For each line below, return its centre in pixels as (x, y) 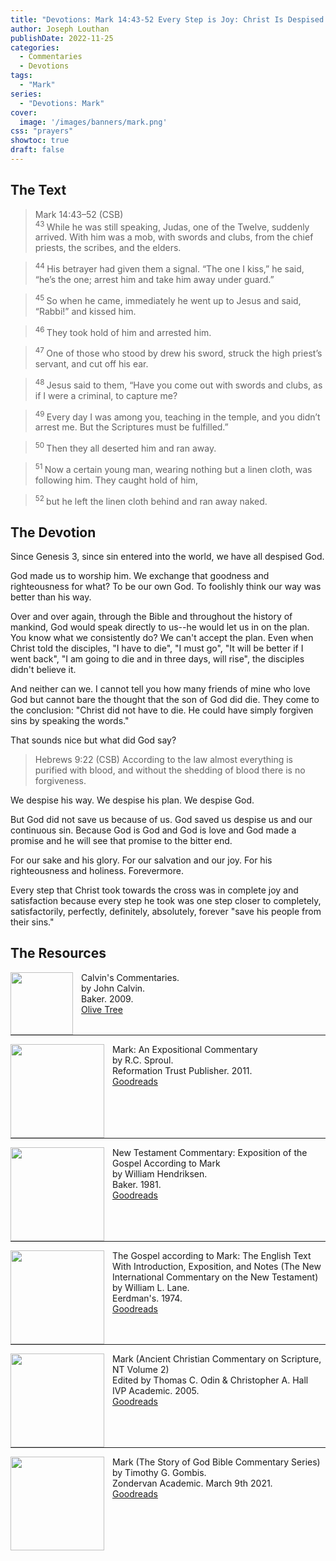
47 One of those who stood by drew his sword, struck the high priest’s (178, 352)
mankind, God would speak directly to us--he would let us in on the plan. (160, 627)
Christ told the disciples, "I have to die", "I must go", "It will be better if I (157, 648)
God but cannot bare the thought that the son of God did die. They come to (165, 700)
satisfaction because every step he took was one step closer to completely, (166, 901)
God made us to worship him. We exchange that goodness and (140, 576)
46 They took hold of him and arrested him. (123, 331)
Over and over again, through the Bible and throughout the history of (151, 617)
